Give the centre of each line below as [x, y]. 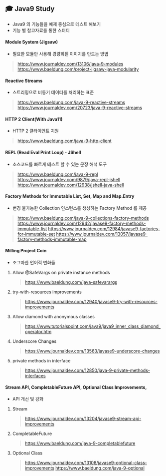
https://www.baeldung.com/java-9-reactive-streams [71, 103]
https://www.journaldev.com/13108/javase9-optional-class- [86, 463]
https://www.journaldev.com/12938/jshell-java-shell [71, 185]
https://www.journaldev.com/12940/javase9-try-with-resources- [91, 302]
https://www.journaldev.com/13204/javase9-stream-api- [83, 419]
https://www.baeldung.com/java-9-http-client [64, 141]
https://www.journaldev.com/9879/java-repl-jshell [69, 179]
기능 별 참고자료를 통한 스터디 [41, 30]
